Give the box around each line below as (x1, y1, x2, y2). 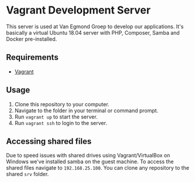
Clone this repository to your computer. (14, 100, 110, 107)
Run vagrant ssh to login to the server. (14, 119, 107, 126)
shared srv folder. (6, 171, 49, 178)
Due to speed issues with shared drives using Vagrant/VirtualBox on (6, 152, 170, 159)
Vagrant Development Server (6, 4, 151, 17)
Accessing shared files (6, 136, 92, 146)
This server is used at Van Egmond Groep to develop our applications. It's (6, 23, 184, 30)
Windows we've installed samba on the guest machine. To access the (6, 158, 174, 165)
